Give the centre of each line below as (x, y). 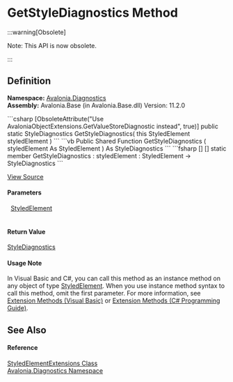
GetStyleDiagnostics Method (93, 13)
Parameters (24, 192)
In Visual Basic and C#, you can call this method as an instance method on (114, 278)
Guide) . (18, 308)
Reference (23, 348)
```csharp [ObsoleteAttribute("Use (56, 119)
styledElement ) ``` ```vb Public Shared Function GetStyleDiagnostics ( (107, 141)
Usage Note (25, 263)
